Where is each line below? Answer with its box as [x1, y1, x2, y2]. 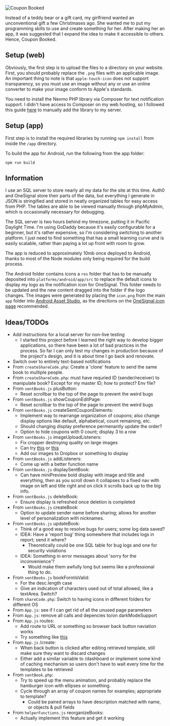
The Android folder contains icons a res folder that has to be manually [5, 271, 152, 277]
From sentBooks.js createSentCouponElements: [12, 407, 113, 413]
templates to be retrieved [20, 667, 73, 673]
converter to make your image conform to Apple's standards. [5, 86, 133, 92]
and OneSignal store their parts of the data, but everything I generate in [5, 193, 155, 199]
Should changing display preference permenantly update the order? [20, 423, 162, 430]
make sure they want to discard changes [20, 650, 106, 656]
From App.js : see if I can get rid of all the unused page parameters [12, 607, 152, 613]
